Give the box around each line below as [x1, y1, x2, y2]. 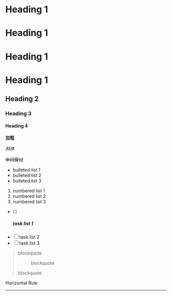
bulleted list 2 [12, 172, 41, 178]
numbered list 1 [12, 188, 45, 194]
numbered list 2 [12, 193, 46, 199]
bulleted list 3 [12, 178, 42, 184]
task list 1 [12, 220, 33, 227]
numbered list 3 [12, 199, 46, 205]
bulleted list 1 [12, 167, 41, 173]
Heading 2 [5, 95, 39, 103]
